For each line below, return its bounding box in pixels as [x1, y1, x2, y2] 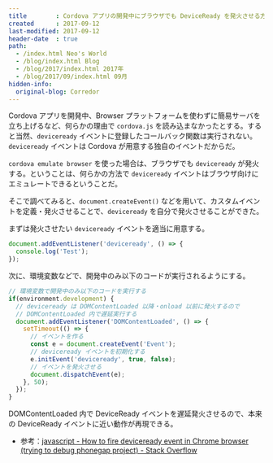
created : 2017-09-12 [8, 20, 100, 28]
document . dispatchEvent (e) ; [29, 370, 126, 378]
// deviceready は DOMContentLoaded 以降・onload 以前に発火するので [15, 302, 240, 310]
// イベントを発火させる [29, 363, 102, 371]
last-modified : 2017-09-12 [8, 27, 100, 35]
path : [8, 42, 27, 50]
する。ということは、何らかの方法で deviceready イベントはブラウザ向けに [8, 168, 259, 179]
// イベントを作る [29, 333, 84, 341]
